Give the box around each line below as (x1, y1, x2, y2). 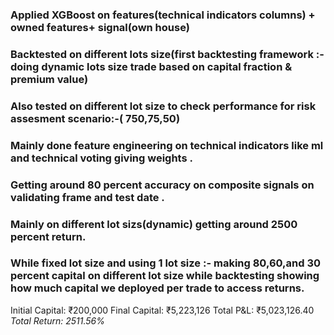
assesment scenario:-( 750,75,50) (10, 111, 181, 125)
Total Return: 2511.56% (10, 314, 105, 327)
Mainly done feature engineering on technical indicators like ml (10, 138, 324, 152)
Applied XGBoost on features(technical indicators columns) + (10, 8, 316, 22)
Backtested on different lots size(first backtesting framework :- (10, 47, 325, 61)
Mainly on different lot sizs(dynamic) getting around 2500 (10, 217, 298, 231)
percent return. (10, 229, 87, 243)
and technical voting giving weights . (10, 151, 193, 165)
